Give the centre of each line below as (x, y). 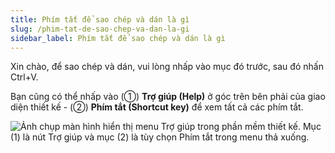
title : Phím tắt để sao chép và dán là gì (100, 19)
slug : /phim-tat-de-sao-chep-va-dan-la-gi (100, 29)
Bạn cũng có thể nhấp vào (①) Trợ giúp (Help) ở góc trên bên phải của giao (168, 97)
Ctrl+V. (24, 77)
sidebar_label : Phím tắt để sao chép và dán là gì (118, 38)
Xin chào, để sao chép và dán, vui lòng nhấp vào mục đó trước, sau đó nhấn (167, 67)
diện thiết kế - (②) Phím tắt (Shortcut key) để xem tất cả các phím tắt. (157, 107)
